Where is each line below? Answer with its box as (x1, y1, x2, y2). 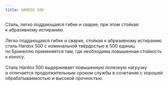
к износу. (5, 54, 25, 60)
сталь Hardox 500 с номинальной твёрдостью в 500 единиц (5, 42, 135, 49)
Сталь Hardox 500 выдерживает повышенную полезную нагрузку (5, 64, 147, 70)
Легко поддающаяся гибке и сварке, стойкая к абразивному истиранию (5, 37, 162, 44)
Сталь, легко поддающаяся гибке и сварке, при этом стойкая (5, 21, 139, 27)
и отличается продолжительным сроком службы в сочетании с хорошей (5, 69, 163, 76)
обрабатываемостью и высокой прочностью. (5, 75, 103, 81)
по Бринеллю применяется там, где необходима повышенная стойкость (5, 48, 162, 54)
